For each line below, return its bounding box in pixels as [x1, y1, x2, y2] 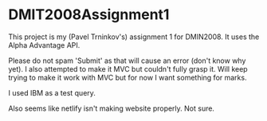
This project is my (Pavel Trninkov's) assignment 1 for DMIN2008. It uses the [8, 32, 260, 41]
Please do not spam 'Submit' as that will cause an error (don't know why [8, 56, 246, 65]
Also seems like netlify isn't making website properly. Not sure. [8, 103, 215, 113]
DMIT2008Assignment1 [8, 6, 170, 24]
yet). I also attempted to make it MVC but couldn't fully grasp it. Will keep [8, 64, 249, 73]
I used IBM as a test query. [8, 88, 96, 97]
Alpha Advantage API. [8, 40, 80, 49]
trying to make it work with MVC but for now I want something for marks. [8, 72, 247, 82]
